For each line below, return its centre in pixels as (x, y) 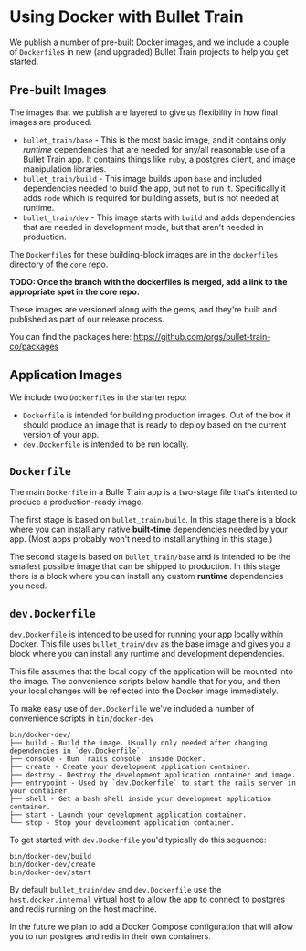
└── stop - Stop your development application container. (122, 823)
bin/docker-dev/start (51, 873)
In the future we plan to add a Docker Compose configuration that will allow (152, 927)
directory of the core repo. (59, 264)
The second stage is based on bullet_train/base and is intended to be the (150, 557)
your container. (40, 791)
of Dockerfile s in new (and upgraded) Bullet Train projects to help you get (149, 51)
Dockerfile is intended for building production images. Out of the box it (156, 415)
